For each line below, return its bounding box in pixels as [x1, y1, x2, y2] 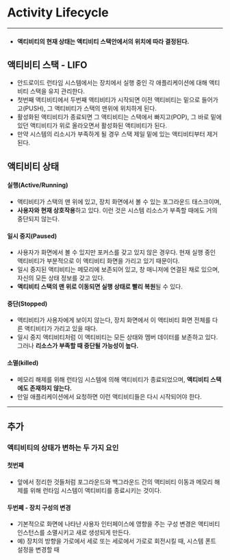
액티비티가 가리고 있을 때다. [24, 324, 98, 333]
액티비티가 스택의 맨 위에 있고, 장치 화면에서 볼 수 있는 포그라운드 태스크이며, [16, 197, 222, 206]
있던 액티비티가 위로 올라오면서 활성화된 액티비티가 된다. [16, 121, 168, 130]
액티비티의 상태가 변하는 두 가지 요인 [7, 443, 119, 452]
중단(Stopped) [7, 300, 48, 308]
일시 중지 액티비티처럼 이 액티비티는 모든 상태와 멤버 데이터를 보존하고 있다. [16, 333, 218, 341]
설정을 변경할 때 [16, 546, 60, 554]
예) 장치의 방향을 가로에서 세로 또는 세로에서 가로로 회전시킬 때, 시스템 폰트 [16, 537, 217, 546]
